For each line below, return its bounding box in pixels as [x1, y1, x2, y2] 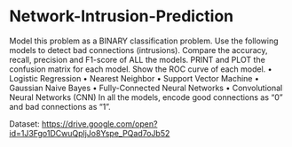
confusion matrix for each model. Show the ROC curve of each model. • [9, 64, 272, 74]
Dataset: [9, 118, 40, 129]
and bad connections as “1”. [9, 101, 111, 112]
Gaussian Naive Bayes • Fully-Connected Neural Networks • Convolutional [9, 82, 283, 93]
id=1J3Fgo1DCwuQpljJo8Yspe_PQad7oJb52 [9, 128, 170, 138]
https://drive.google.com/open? [41, 118, 158, 129]
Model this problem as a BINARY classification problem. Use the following [9, 35, 279, 46]
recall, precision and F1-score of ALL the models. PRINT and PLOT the [9, 54, 266, 65]
